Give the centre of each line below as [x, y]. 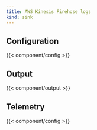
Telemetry [25, 107]
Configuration [33, 41]
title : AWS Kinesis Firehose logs [49, 12]
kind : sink [20, 17]
